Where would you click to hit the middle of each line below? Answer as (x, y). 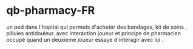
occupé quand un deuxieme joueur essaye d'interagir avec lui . (85, 39)
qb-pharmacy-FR (51, 10)
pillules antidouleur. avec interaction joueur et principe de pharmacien (93, 33)
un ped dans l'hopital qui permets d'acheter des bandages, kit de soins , (96, 27)
